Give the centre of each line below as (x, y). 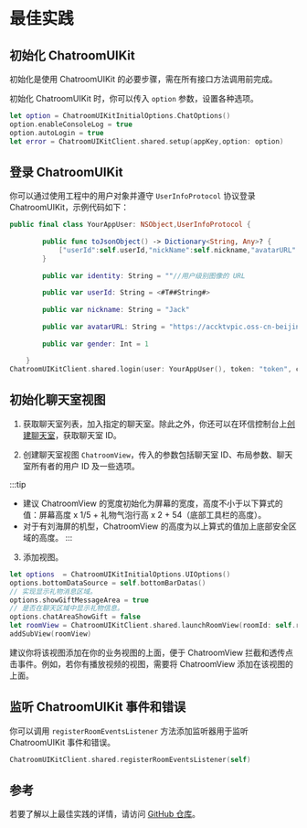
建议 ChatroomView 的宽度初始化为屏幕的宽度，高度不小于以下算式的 (153, 503)
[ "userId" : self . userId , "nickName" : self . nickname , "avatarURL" (177, 250)
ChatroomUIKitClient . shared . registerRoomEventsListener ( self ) (130, 759)
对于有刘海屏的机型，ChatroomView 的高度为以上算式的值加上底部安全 (156, 526)
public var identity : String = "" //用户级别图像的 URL (144, 275)
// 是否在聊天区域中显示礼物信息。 (67, 608)
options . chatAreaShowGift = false (75, 617)
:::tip (18, 484)
